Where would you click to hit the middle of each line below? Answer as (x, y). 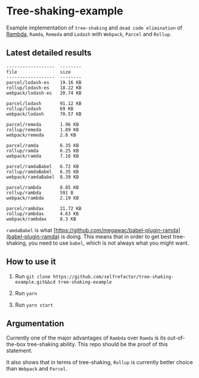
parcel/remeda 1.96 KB (43, 124)
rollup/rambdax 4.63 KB (43, 214)
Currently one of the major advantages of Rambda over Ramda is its (86, 338)
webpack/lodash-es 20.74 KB (44, 93)
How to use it (31, 262)
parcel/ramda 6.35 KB (43, 145)
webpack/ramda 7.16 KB (43, 156)
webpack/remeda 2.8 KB (41, 135)
